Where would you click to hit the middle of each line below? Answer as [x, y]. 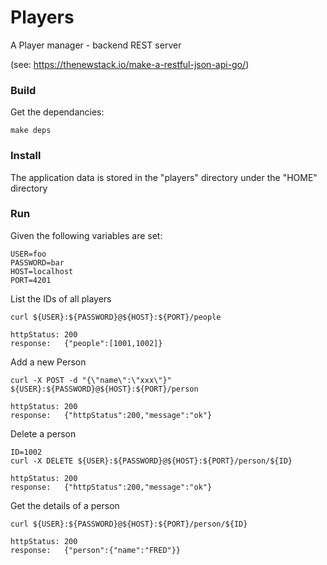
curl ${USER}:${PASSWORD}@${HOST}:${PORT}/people [116, 317]
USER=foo [28, 254]
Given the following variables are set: [86, 235]
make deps [31, 131]
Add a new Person [48, 362]
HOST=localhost [42, 271]
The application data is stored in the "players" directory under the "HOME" [164, 177]
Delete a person [43, 433]
